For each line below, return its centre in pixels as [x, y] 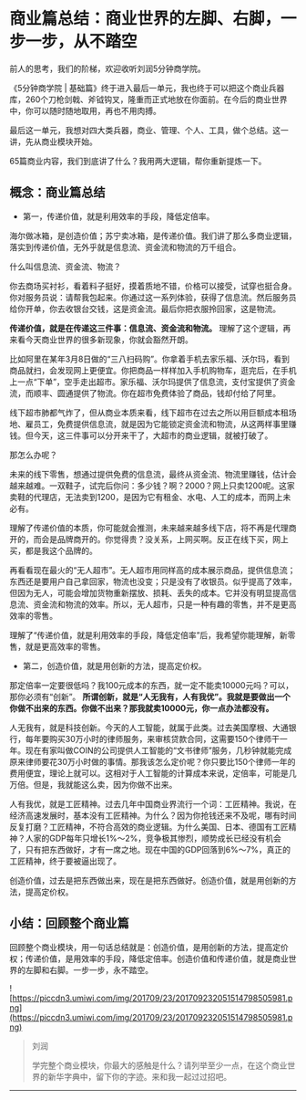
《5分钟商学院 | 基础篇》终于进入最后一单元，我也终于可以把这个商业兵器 [147, 88]
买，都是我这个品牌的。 [53, 550]
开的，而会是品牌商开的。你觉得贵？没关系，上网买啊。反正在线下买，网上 [149, 539]
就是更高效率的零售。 [65, 646]
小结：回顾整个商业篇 [69, 923]
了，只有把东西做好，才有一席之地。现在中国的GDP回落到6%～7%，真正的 [150, 849]
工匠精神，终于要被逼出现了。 [65, 861]
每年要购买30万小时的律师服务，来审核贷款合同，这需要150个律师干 [153, 739]
